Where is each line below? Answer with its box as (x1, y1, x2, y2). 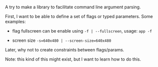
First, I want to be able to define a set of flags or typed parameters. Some (5, 14, 153, 19)
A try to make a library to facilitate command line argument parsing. (5, 4, 141, 10)
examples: (5, 19, 26, 24)
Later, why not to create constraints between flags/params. (5, 47, 125, 52)
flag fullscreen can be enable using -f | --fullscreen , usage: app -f (12, 28, 152, 33)
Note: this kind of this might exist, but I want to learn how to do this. (5, 56, 141, 62)
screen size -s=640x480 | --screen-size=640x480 (12, 37, 112, 43)
